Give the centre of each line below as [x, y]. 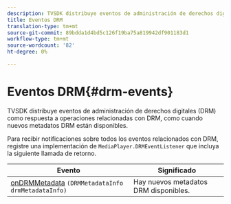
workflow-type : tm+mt [38, 39]
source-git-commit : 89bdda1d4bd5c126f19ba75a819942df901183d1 [98, 33]
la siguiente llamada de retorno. [52, 153]
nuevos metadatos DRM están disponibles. [68, 125]
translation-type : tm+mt [43, 26]
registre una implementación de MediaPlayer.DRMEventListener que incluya [113, 146]
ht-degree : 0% [27, 52]
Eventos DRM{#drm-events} [90, 92]
